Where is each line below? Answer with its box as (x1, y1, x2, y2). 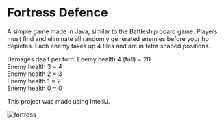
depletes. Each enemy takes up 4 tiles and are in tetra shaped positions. (7, 42, 210, 50)
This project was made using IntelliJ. (7, 97, 110, 105)
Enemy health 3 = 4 (7, 62, 63, 70)
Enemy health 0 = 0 (7, 84, 63, 92)
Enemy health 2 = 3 (7, 70, 62, 78)
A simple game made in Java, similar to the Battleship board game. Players (7, 27, 218, 36)
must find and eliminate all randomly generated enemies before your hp (7, 34, 209, 42)
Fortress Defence (7, 5, 108, 20)
